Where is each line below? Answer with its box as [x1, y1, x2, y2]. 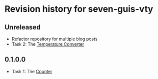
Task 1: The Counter [11, 68, 53, 74]
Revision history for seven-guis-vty [4, 3, 153, 15]
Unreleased [4, 23, 41, 31]
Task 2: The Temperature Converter [11, 41, 84, 47]
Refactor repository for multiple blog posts [11, 36, 98, 42]
